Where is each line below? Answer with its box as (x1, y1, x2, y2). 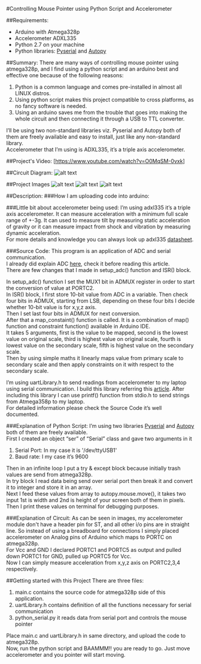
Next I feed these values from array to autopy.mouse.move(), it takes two (6, 490, 187, 497)
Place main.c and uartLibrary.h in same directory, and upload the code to (6, 632, 186, 639)
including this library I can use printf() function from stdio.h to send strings (6, 392, 190, 399)
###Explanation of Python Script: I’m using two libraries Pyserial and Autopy (6, 422, 194, 429)
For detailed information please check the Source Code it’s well (6, 405, 162, 411)
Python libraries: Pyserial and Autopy (14, 47, 106, 55)
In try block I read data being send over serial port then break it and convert (6, 478, 193, 484)
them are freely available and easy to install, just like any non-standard (6, 133, 181, 140)
